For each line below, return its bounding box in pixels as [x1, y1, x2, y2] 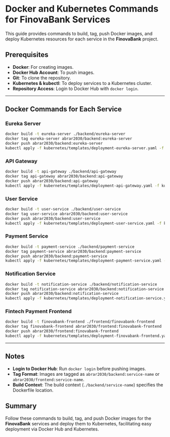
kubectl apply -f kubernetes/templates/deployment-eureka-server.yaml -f [5, 146, 164, 151]
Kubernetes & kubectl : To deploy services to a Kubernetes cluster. [12, 80, 152, 86]
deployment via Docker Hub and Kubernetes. [5, 426, 99, 432]
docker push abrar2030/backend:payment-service [5, 253, 108, 258]
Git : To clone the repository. [12, 74, 71, 81]
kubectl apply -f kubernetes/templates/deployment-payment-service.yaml [5, 258, 162, 264]
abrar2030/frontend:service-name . [12, 376, 84, 382]
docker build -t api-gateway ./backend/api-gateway [5, 169, 116, 174]
